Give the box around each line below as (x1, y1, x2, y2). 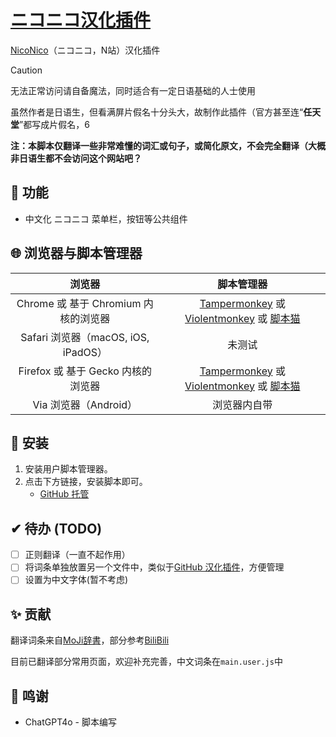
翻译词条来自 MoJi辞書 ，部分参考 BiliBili (10, 634, 170, 646)
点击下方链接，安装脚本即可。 (24, 476, 148, 488)
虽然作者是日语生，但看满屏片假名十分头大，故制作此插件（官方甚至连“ (10, 106, 304, 118)
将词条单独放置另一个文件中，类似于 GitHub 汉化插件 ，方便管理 (24, 561, 285, 573)
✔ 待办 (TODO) (10, 520, 103, 537)
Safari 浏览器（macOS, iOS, (20, 330, 150, 344)
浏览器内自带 (212, 397, 273, 411)
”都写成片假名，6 (19, 118, 90, 130)
